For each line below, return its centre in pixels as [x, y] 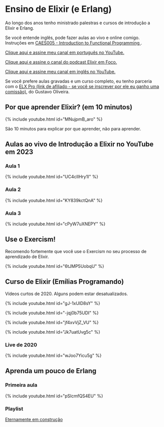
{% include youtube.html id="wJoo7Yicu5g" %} [53, 355]
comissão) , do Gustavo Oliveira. [37, 91]
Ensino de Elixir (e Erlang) [59, 9]
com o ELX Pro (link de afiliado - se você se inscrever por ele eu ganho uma [82, 86]
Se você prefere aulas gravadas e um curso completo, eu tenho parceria [79, 81]
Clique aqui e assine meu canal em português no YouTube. [65, 52]
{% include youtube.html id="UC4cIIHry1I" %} [52, 177]
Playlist [14, 409]
